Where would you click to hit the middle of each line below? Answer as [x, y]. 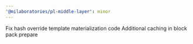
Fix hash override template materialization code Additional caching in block [96, 28]
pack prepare [22, 34]
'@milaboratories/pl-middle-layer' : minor [58, 11]
